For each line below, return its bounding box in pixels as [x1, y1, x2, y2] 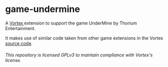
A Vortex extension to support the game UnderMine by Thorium [5, 20, 137, 26]
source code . [5, 40, 33, 46]
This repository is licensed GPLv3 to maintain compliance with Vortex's [5, 51, 153, 58]
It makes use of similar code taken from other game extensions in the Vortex [5, 35, 163, 41]
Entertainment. [5, 25, 36, 31]
